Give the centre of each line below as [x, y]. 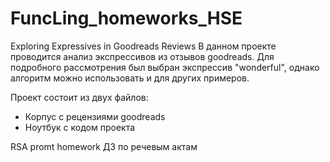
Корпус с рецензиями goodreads [95, 116]
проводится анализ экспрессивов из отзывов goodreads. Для [142, 56]
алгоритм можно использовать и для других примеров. [130, 78]
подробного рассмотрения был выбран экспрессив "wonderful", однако [165, 67]
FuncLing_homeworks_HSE [126, 18]
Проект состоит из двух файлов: [79, 97]
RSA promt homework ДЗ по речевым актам [104, 146]
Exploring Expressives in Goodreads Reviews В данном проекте [143, 46]
